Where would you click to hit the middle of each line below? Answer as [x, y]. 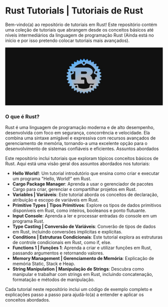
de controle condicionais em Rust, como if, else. [62, 242]
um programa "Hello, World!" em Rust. [52, 179]
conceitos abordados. [28, 300]
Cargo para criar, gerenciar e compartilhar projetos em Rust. [74, 189]
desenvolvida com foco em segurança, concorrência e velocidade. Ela [77, 133]
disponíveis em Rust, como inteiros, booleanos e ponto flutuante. [79, 210]
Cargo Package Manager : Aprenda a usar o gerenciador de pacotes [83, 184]
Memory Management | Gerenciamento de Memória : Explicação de [83, 258]
